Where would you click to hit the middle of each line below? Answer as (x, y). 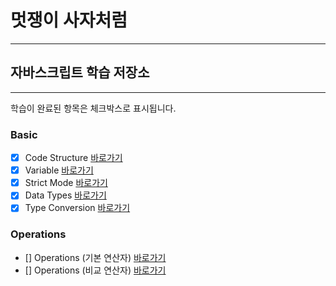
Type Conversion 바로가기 (77, 208)
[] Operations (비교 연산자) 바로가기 (95, 270)
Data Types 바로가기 (65, 195)
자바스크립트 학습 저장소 (80, 72)
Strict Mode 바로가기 (66, 183)
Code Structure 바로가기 (73, 158)
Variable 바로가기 (59, 170)
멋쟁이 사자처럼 (69, 20)
